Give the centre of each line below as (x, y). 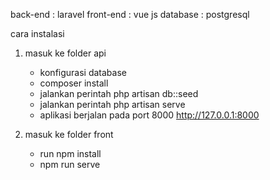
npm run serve (70, 164)
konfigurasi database (83, 72)
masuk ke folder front (69, 134)
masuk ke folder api (65, 53)
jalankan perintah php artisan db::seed (119, 93)
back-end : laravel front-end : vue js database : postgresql (130, 14)
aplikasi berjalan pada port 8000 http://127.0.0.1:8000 (149, 115)
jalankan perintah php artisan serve (112, 104)
